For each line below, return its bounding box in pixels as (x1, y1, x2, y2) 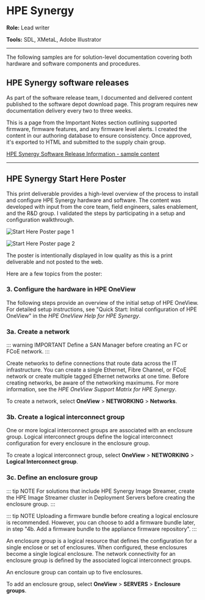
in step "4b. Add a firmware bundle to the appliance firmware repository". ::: (6, 525, 197, 533)
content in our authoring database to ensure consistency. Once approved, (6, 132, 192, 139)
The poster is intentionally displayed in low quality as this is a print (6, 252, 173, 259)
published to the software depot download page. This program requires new (6, 100, 198, 108)
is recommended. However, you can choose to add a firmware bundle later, (6, 519, 196, 526)
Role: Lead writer (6, 24, 50, 31)
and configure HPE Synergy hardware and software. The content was (6, 197, 181, 204)
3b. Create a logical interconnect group (6, 413, 125, 421)
